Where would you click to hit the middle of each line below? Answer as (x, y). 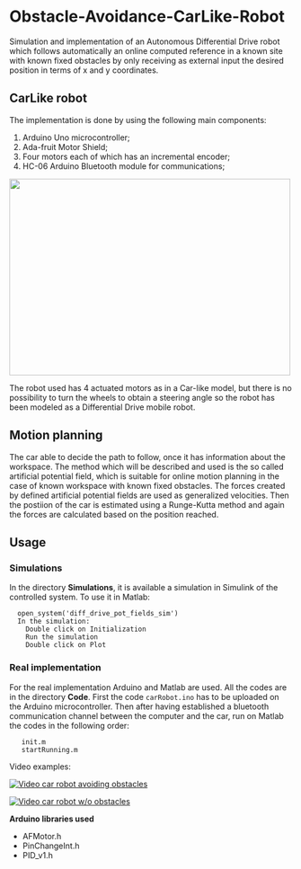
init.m (34, 742)
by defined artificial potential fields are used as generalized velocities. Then (149, 495)
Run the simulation (62, 637)
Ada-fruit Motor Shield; (65, 146)
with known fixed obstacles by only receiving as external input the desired (147, 60)
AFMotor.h (42, 836)
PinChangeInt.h (51, 846)
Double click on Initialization (86, 630)
